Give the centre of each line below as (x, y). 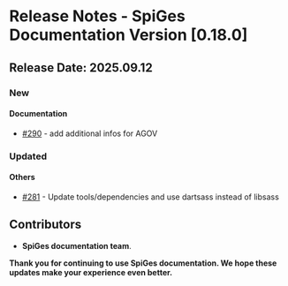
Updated (28, 156)
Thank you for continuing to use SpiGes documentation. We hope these (143, 263)
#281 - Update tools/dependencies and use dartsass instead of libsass (151, 197)
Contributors (45, 225)
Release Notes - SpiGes (97, 16)
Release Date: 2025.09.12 (81, 68)
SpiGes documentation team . (77, 245)
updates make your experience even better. (91, 272)
